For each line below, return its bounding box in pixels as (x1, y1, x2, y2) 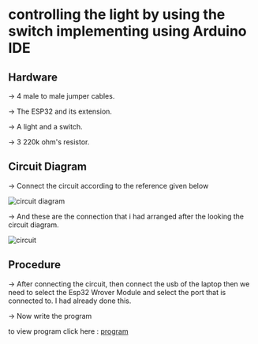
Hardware (8, 70, 58, 84)
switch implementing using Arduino (8, 22, 247, 40)
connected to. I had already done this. (8, 296, 132, 305)
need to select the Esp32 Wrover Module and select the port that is (8, 287, 226, 297)
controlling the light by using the (8, 6, 226, 24)
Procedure (8, 258, 62, 271)
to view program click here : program (8, 326, 129, 336)
